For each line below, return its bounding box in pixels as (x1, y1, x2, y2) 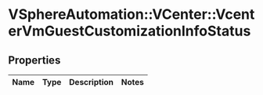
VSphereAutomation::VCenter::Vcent (8, 5, 255, 24)
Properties (8, 53, 61, 67)
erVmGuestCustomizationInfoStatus (8, 22, 251, 40)
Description (69, 77, 113, 87)
